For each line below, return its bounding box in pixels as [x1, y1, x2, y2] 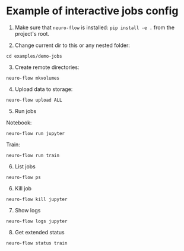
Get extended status [14, 228, 65, 236]
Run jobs [14, 107, 37, 114]
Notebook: [6, 119, 32, 126]
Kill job [14, 184, 31, 192]
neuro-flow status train [6, 240, 68, 246]
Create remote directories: [14, 64, 80, 71]
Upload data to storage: [14, 85, 73, 93]
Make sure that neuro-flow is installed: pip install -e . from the [14, 24, 175, 31]
